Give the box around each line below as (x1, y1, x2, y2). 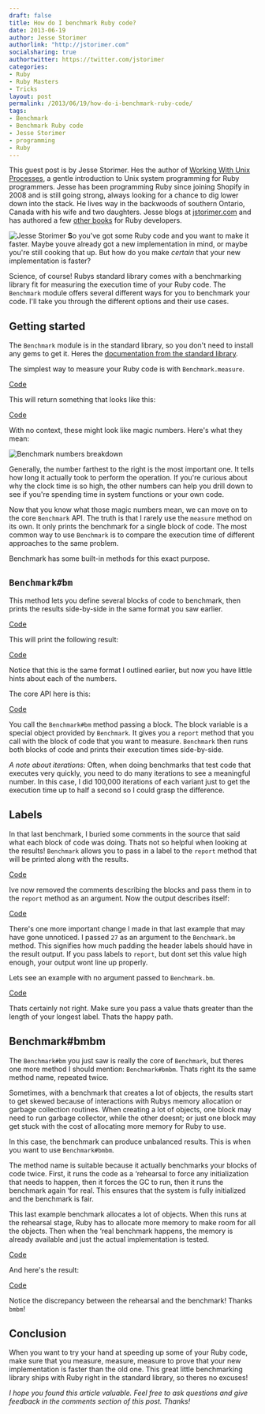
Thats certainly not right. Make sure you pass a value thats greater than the (9, 1003, 253, 1013)
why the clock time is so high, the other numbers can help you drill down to (9, 481, 253, 491)
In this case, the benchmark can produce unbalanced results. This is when (9, 1137, 252, 1146)
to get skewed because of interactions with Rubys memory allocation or (9, 1096, 243, 1106)
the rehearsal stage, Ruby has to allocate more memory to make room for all (9, 1217, 256, 1227)
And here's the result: (9, 1265, 80, 1274)
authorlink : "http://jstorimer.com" (9, 41, 129, 49)
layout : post (9, 92, 52, 100)
